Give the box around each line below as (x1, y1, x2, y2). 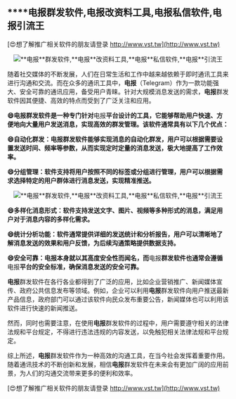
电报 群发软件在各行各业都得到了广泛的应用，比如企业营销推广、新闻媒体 (7, 277, 216, 286)
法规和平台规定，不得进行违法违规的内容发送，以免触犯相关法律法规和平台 (7, 327, 223, 336)
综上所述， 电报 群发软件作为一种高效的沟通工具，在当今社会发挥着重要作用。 (7, 351, 229, 360)
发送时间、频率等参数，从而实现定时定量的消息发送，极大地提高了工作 (13, 144, 216, 152)
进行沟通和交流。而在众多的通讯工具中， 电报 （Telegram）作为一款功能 (7, 78, 213, 87)
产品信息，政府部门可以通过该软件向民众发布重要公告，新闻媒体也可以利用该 (7, 295, 229, 303)
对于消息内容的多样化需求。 (13, 215, 93, 223)
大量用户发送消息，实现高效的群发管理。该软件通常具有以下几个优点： (25, 120, 229, 128)
